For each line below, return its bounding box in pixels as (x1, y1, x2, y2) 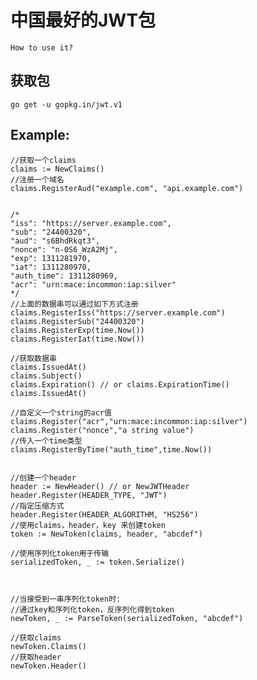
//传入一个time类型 (10, 436, 83, 446)
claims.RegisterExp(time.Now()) (10, 325, 145, 335)
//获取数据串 (10, 353, 57, 363)
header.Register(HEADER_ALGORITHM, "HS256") (10, 509, 199, 520)
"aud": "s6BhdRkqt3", (10, 236, 101, 246)
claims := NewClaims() (10, 164, 105, 174)
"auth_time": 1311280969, (10, 271, 118, 281)
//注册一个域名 (10, 174, 65, 185)
